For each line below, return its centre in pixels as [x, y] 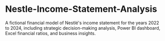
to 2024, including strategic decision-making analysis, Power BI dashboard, [83, 28]
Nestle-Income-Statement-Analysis [81, 9]
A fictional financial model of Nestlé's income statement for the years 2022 [82, 23]
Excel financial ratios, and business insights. [51, 33]
